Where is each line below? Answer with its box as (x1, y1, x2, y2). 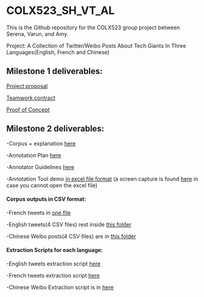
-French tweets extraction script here (6, 271, 100, 279)
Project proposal (6, 82, 48, 89)
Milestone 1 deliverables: (6, 66, 103, 77)
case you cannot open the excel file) (6, 181, 98, 189)
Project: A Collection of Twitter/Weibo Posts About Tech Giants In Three (6, 42, 186, 49)
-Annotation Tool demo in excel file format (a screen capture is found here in (6, 175, 199, 183)
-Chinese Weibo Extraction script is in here (6, 284, 114, 291)
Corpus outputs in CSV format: (6, 195, 86, 203)
